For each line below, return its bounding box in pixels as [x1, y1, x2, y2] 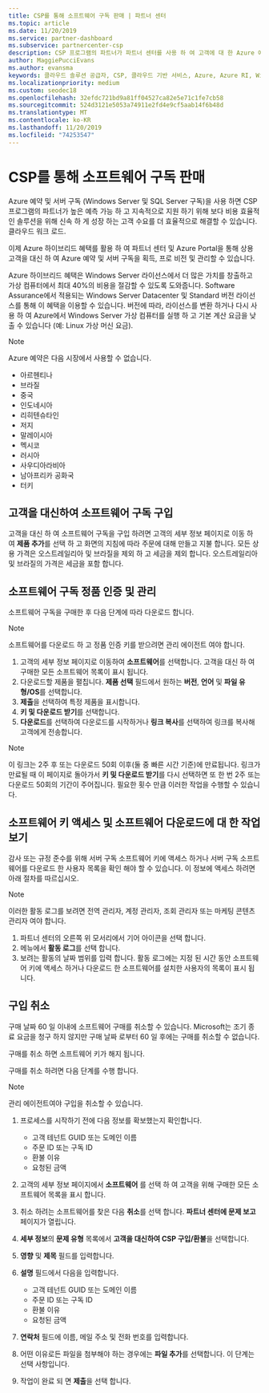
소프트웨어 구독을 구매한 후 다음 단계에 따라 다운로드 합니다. [8, 607, 195, 618]
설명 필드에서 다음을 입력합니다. [19, 1268, 118, 1278]
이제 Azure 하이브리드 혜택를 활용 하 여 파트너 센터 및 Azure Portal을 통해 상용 [8, 243, 254, 253]
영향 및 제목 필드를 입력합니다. [19, 1250, 114, 1260]
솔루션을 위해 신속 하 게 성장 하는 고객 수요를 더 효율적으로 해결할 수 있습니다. [16, 216, 258, 225]
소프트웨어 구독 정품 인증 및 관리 [8, 585, 157, 598]
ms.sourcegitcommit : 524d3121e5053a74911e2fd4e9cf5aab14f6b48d [8, 101, 224, 109]
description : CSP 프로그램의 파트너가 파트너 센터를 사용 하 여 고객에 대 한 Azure [8, 49, 255, 57]
